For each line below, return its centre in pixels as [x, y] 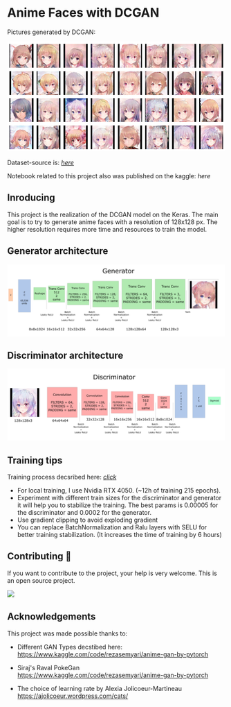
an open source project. [41, 580]
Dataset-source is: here [41, 162]
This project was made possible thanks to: [67, 633]
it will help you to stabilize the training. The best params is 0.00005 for [118, 505]
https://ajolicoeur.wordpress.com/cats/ [73, 696]
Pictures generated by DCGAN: [51, 32]
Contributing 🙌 [39, 556]
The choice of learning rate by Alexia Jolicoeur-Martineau [99, 688]
